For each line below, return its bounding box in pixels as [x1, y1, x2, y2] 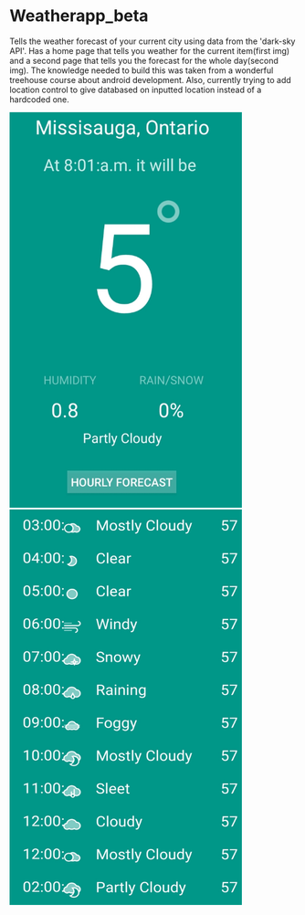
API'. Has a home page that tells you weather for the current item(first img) [9, 45, 290, 56]
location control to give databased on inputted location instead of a [9, 84, 262, 95]
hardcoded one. [9, 93, 70, 105]
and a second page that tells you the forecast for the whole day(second [9, 55, 279, 66]
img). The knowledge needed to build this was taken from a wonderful [9, 65, 274, 76]
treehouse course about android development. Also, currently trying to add [9, 74, 292, 85]
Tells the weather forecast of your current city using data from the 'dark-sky [9, 36, 296, 47]
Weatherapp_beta [9, 5, 149, 26]
